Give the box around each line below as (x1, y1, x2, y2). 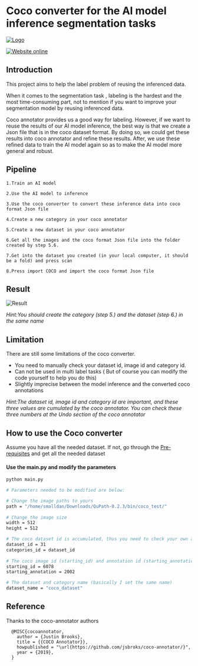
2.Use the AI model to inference (6, 190, 88, 196)
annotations (14, 387, 44, 394)
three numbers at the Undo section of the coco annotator (6, 411, 146, 418)
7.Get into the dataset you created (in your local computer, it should (6, 252, 189, 258)
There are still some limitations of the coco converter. (6, 350, 136, 358)
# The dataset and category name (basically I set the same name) (6, 580, 173, 586)
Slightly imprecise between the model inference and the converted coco (14, 381, 190, 388)
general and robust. (6, 147, 54, 154)
